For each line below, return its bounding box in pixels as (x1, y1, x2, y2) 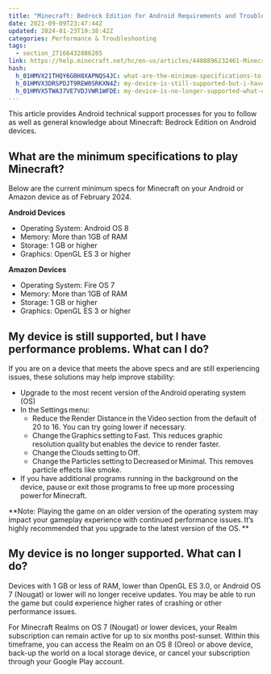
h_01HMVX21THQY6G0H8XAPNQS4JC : (15, 72, 121, 80)
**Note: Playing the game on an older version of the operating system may (8, 506, 258, 516)
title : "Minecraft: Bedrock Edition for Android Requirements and (8, 11, 236, 20)
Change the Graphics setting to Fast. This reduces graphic (31, 431, 223, 440)
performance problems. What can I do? (8, 342, 210, 356)
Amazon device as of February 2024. (8, 192, 131, 202)
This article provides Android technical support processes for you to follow (8, 109, 257, 119)
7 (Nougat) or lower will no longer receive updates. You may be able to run (8, 589, 256, 599)
